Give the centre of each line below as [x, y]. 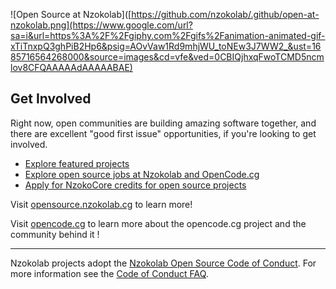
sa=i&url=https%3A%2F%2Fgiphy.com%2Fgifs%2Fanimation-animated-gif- [168, 35]
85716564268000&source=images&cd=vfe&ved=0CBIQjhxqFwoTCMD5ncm [167, 57]
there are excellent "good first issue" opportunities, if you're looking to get [163, 133]
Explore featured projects [77, 163]
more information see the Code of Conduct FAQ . [109, 273]
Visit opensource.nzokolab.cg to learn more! [101, 204]
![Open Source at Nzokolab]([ [71, 14]
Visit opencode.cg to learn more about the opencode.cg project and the [158, 223]
